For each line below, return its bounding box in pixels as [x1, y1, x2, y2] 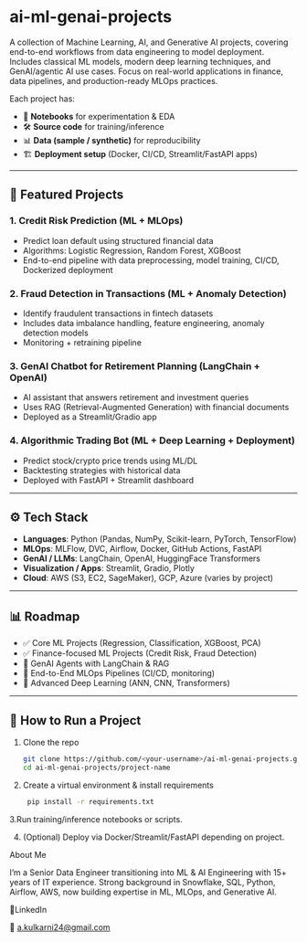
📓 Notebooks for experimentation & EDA [22, 111, 175, 122]
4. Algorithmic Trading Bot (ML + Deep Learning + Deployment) [9, 434, 295, 447]
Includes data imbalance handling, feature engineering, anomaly [22, 317, 265, 328]
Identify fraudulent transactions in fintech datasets [22, 308, 214, 319]
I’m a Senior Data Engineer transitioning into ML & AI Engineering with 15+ [9, 866, 287, 878]
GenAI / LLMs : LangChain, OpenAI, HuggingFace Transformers [22, 553, 260, 564]
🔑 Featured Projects [9, 187, 124, 203]
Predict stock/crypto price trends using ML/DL [22, 455, 198, 466]
